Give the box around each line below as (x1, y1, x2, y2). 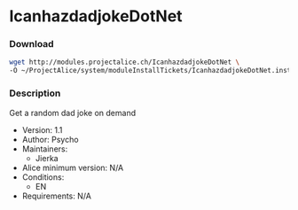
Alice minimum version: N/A (21, 162, 124, 173)
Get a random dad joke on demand (9, 107, 136, 118)
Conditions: (21, 171, 65, 183)
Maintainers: (21, 144, 68, 154)
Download (9, 38, 55, 51)
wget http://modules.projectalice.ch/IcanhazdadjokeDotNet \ (9, 58, 240, 67)
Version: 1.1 (21, 124, 63, 135)
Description (9, 87, 61, 99)
